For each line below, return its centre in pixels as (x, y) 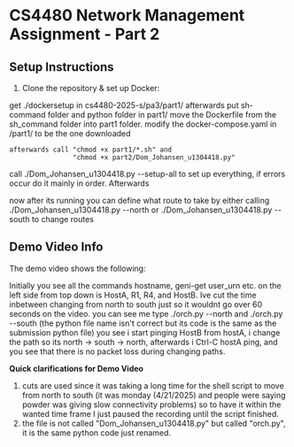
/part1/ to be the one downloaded (70, 133)
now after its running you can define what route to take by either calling (139, 200)
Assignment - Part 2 (85, 34)
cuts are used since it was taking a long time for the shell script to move (153, 385)
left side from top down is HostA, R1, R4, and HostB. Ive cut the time (133, 295)
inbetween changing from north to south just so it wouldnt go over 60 (136, 304)
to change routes (63, 219)
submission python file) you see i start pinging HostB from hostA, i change (145, 332)
